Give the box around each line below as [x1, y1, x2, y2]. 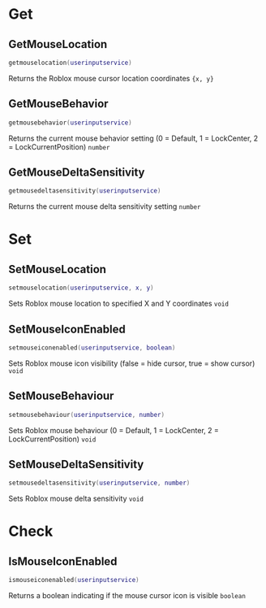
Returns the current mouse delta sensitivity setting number [8, 202, 201, 211]
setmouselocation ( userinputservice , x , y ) [8, 284, 154, 293]
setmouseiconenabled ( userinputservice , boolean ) [8, 343, 176, 352]
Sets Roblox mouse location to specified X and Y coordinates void [8, 298, 230, 309]
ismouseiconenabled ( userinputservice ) [8, 576, 139, 584]
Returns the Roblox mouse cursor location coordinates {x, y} [8, 73, 214, 83]
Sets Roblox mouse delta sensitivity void [8, 493, 144, 504]
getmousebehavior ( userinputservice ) [8, 119, 132, 127]
